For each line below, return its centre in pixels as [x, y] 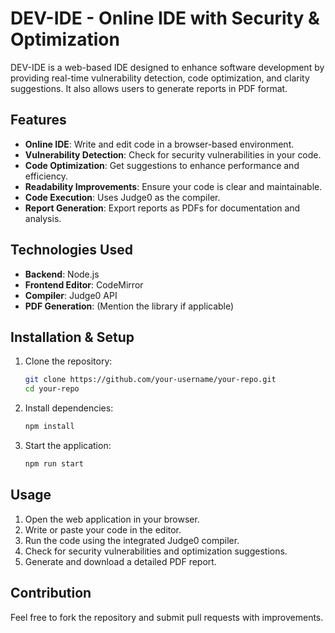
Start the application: [68, 445]
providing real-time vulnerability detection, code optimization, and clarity [160, 78]
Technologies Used [71, 250]
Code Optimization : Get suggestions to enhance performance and [162, 165]
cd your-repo [52, 389]
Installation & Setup [72, 337]
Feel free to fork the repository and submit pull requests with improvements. [167, 617]
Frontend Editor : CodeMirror [84, 284]
